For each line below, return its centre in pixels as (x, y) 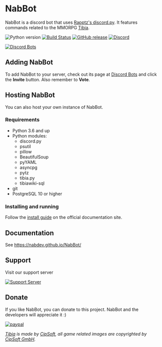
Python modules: (29, 136)
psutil (25, 146)
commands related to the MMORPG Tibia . (47, 27)
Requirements (22, 120)
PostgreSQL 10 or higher (37, 194)
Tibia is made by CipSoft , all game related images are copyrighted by (76, 334)
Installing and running (32, 206)
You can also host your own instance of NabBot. (54, 107)
